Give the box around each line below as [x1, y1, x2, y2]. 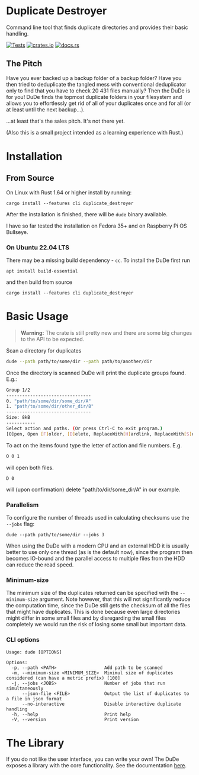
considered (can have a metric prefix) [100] [6, 675, 120, 681]
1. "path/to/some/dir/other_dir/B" [6, 403, 94, 409]
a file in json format [6, 696, 62, 702]
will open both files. [6, 464, 54, 471]
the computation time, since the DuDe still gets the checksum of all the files [6, 602, 191, 609]
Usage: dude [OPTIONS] [6, 649, 62, 655]
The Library [6, 736, 65, 750]
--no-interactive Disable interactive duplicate [21, 701, 182, 707]
